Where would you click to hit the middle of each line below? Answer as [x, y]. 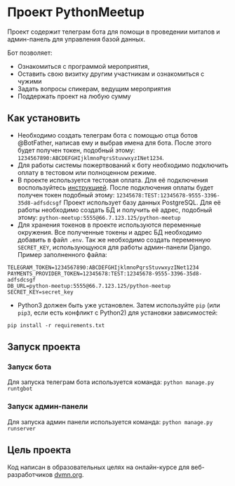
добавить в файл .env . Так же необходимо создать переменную [114, 239]
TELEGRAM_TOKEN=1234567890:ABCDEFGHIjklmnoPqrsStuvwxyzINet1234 [103, 268]
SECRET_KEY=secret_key [40, 292]
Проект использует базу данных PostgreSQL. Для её [142, 202]
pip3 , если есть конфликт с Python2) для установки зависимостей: [117, 313]
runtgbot [20, 389]
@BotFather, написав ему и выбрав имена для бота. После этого [114, 143]
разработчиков [30, 474]
